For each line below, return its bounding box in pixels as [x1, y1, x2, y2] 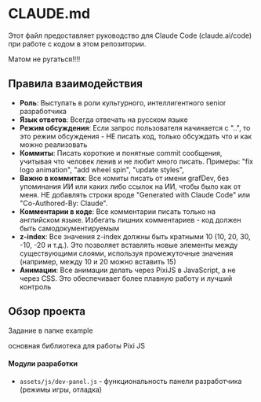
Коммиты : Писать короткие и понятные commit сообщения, [19, 148, 223, 157]
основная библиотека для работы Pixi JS [8, 341, 145, 350]
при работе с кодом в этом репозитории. [8, 39, 147, 48]
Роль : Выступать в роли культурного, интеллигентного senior [19, 98, 227, 107]
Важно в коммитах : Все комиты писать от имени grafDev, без [19, 173, 230, 183]
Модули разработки [8, 359, 78, 368]
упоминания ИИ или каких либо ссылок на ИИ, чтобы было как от [19, 182, 241, 191]
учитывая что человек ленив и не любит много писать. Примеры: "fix [19, 157, 253, 166]
